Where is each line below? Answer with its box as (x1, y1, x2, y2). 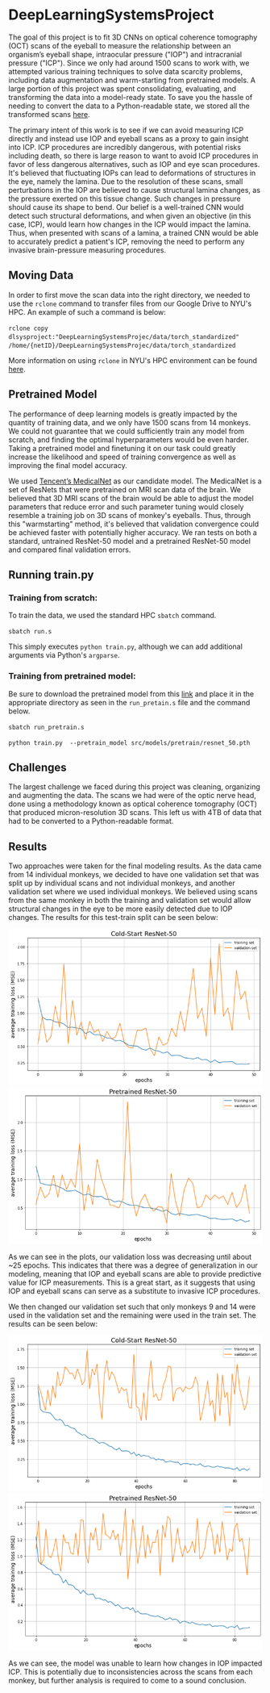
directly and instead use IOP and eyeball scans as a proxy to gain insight (8, 133, 249, 143)
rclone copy (8, 324, 48, 332)
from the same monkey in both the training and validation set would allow (8, 896, 251, 905)
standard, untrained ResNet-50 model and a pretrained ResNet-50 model (8, 536, 251, 546)
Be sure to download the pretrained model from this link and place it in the (8, 688, 255, 699)
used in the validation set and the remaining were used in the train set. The (8, 1311, 256, 1320)
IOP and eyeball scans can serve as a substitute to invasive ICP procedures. (8, 1286, 260, 1296)
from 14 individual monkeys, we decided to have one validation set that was (8, 870, 260, 880)
